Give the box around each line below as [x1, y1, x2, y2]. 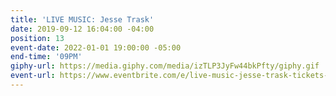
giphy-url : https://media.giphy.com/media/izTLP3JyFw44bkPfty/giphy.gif [10, 61, 320, 71]
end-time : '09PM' [10, 52, 83, 62]
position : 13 [10, 33, 65, 43]
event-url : [10, 71, 56, 81]
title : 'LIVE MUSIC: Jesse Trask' [10, 14, 155, 25]
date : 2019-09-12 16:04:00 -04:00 [10, 24, 155, 34]
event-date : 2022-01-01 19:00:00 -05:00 [10, 42, 182, 53]
